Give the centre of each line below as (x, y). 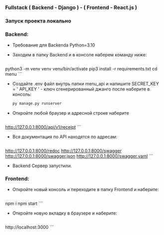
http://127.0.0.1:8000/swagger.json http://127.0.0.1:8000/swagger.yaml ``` (79, 156)
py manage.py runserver (37, 104)
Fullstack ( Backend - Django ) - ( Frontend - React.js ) (71, 7)
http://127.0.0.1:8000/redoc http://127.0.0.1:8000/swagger (63, 151)
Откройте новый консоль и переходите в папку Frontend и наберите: (85, 190)
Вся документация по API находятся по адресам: (65, 137)
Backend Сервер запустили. (42, 166)
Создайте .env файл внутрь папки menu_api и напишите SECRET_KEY (85, 84)
